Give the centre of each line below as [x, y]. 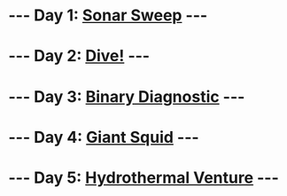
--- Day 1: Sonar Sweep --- [108, 16]
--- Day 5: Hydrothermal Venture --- [144, 177]
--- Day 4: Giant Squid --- [104, 137]
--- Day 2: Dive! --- [79, 56]
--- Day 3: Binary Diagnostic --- [127, 96]
